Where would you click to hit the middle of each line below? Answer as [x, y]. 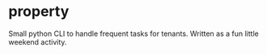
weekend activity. [38, 41]
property [39, 12]
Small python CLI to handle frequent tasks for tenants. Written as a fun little [133, 33]
